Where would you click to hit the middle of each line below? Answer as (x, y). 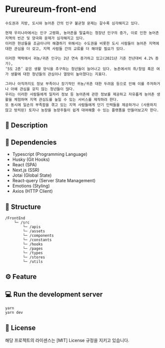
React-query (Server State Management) (54, 181)
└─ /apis (32, 227)
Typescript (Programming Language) (50, 154)
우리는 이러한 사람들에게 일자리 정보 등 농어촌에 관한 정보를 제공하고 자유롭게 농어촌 (80, 94)
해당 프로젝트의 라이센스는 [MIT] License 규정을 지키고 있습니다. (67, 340)
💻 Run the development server (54, 294)
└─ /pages (33, 248)
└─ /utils (33, 262)
